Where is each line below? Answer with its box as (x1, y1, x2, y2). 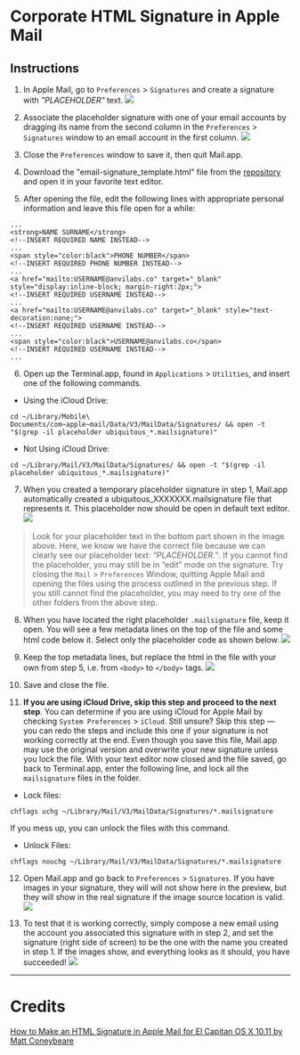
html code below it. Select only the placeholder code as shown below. (22, 634, 280, 645)
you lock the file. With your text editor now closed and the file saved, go (22, 754, 288, 764)
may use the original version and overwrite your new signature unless (22, 744, 279, 755)
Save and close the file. (22, 680, 109, 690)
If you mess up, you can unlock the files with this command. (10, 822, 231, 833)
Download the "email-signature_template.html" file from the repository (22, 167, 281, 177)
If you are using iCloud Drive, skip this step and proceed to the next (22, 697, 277, 707)
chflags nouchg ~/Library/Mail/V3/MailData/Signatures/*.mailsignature (10, 857, 281, 866)
